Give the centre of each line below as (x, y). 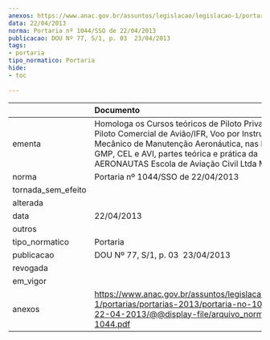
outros (25, 229)
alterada (28, 203)
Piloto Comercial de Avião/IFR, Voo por (167, 133)
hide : (17, 68)
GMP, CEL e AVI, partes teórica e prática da (176, 153)
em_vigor (29, 281)
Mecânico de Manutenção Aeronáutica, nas (176, 144)
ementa (27, 144)
